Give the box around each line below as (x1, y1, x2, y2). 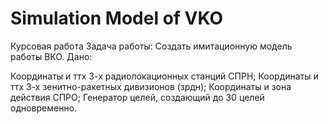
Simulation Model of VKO (10, 7, 224, 30)
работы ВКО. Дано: (10, 50, 93, 62)
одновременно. (10, 102, 78, 114)
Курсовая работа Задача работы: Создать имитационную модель (10, 40, 293, 52)
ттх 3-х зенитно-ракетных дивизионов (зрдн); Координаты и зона (10, 80, 292, 92)
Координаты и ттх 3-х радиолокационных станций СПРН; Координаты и (10, 70, 319, 82)
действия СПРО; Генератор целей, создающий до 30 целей (10, 91, 265, 103)
